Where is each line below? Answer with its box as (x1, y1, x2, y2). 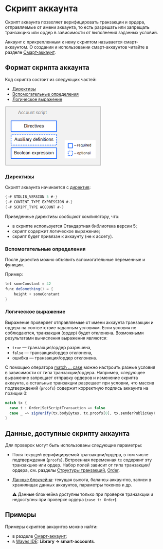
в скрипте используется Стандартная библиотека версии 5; (12, 223, 137, 229)
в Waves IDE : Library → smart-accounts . (12, 538, 95, 544)
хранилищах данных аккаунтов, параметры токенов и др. (12, 482, 132, 488)
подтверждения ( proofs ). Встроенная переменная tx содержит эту (12, 457, 152, 463)
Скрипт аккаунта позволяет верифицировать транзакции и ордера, (5, 19, 145, 25)
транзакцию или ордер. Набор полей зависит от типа (12, 462, 124, 468)
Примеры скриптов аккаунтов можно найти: (5, 524, 98, 529)
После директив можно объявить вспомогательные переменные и (5, 256, 145, 262)
